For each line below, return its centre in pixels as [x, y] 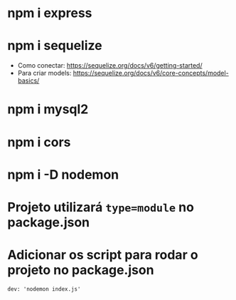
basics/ [28, 81]
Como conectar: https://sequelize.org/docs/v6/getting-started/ [110, 66]
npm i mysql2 [48, 109]
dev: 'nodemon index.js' [44, 289]
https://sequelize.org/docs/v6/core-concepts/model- [151, 73]
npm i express [50, 13]
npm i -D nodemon [63, 174]
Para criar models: [44, 73]
